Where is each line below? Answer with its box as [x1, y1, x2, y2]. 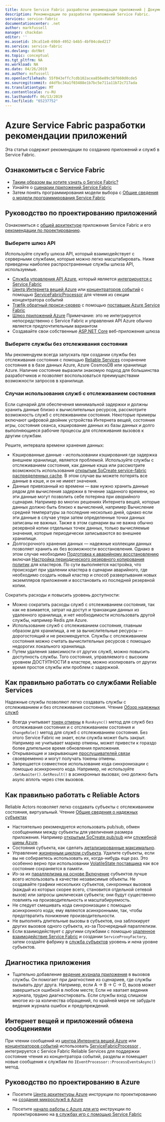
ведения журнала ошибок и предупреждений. [12, 1003, 110, 1009]
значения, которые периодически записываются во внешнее [12, 530, 141, 536]
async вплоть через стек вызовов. [12, 777, 84, 783]
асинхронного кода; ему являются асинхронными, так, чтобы [12, 908, 142, 913]
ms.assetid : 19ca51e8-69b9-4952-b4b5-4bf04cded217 [5, 39, 111, 44]
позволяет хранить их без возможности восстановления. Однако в [12, 546, 154, 551]
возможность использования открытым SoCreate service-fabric [12, 467, 147, 473]
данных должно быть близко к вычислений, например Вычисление [12, 504, 154, 510]
